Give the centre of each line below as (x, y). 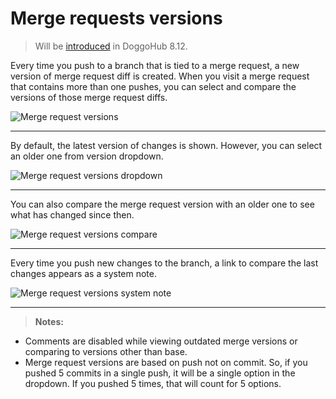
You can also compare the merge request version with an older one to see (162, 204)
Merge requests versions (116, 18)
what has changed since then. (72, 214)
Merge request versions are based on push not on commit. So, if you (166, 362)
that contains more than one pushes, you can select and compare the (153, 86)
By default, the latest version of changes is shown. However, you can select (166, 145)
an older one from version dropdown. (87, 156)
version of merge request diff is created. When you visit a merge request (160, 76)
